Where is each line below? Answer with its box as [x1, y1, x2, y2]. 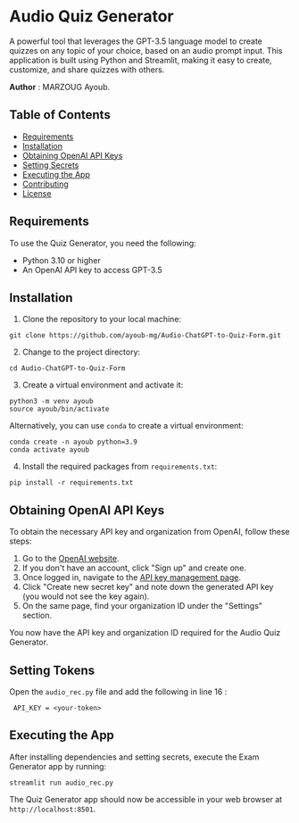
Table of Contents [9, 107, 112, 122]
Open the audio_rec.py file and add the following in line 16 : [9, 686, 228, 697]
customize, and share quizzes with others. [9, 64, 165, 75]
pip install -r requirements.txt [9, 478, 134, 487]
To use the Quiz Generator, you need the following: [9, 237, 196, 248]
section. [21, 610, 53, 621]
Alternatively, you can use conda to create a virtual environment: [9, 420, 244, 431]
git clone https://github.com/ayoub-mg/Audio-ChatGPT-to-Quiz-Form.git [9, 331, 281, 340]
